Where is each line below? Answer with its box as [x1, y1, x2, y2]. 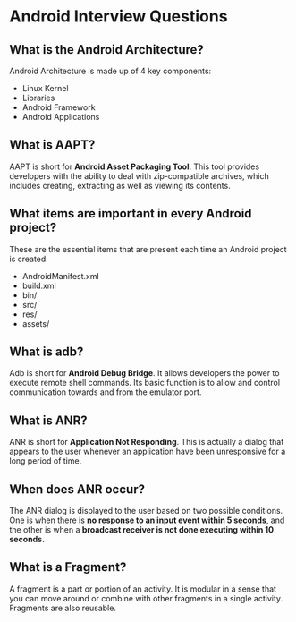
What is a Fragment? [9, 559, 127, 575]
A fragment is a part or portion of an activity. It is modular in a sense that [9, 584, 277, 594]
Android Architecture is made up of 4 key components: [9, 65, 212, 76]
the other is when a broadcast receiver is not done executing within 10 [9, 524, 275, 535]
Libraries [21, 92, 55, 103]
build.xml [21, 280, 56, 291]
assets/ [21, 318, 50, 328]
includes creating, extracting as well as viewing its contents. [9, 180, 231, 191]
